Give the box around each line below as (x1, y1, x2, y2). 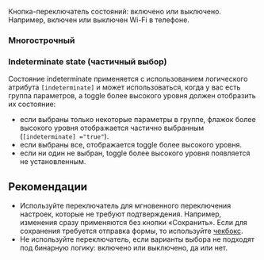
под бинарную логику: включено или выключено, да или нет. (19, 243, 228, 253)
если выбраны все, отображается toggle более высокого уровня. (19, 140, 242, 150)
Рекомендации (8, 180, 88, 193)
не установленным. (19, 157, 86, 166)
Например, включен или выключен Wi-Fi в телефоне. (8, 15, 190, 25)
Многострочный (8, 35, 75, 46)
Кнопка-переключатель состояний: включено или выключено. (8, 7, 222, 16)
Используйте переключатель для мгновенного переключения (19, 201, 231, 211)
